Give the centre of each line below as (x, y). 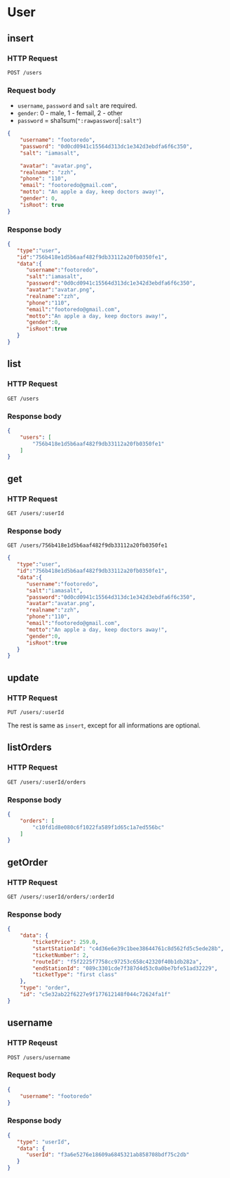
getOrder (27, 862)
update (23, 678)
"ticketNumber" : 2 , (61, 955)
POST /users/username (39, 1057)
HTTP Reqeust (33, 1043)
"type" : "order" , (45, 988)
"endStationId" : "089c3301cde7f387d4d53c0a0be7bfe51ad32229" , (125, 968)
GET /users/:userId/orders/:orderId (61, 897)
